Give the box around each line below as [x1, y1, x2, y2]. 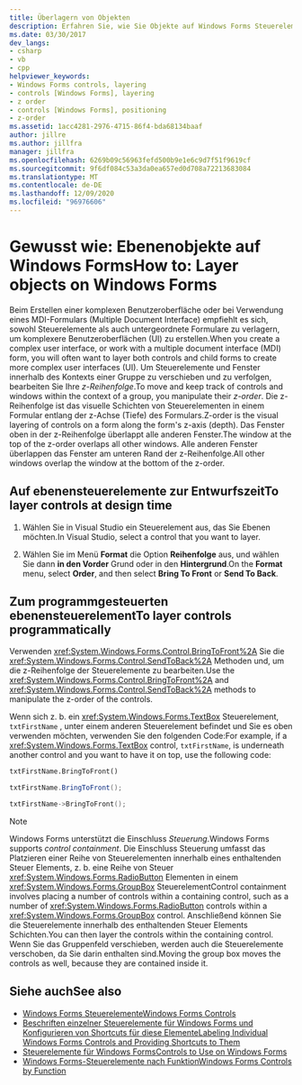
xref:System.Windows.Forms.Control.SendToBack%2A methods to [9, 684, 256, 695]
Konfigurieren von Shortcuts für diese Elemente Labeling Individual [22, 1026, 268, 1037]
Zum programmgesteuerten [9, 594, 169, 609]
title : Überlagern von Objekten [9, 13, 130, 23]
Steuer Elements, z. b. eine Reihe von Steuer [9, 862, 174, 873]
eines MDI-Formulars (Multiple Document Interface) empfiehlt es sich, [9, 314, 269, 324]
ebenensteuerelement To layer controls [9, 608, 232, 624]
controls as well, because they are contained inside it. [9, 958, 209, 969]
